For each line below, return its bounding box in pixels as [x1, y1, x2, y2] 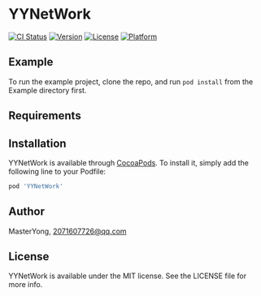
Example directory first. [8, 85, 87, 95]
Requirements [8, 109, 81, 122]
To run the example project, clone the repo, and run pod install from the [8, 76, 254, 86]
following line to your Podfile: [8, 166, 107, 176]
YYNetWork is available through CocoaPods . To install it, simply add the [8, 157, 250, 167]
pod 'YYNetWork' [8, 182, 63, 191]
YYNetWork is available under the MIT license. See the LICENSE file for [8, 271, 246, 281]
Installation [8, 136, 67, 150]
